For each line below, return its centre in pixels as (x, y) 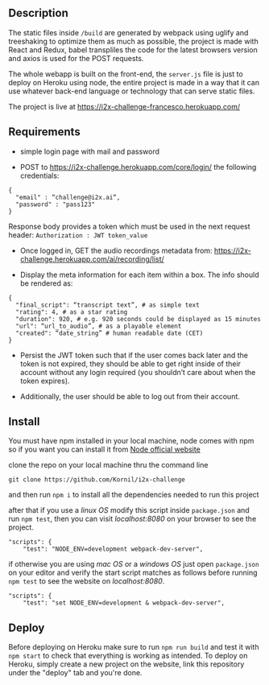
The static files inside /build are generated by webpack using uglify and (128, 32)
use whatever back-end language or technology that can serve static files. (132, 91)
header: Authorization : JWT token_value (78, 235)
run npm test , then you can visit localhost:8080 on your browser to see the (132, 519)
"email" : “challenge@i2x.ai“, (68, 197)
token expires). (45, 381)
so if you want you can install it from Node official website (105, 449)
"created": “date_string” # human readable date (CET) (110, 333)
